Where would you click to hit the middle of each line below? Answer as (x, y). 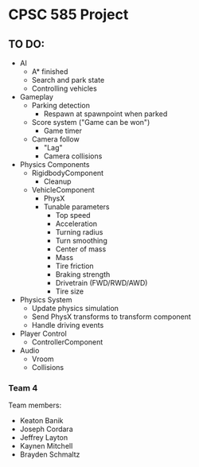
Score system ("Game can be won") (91, 122)
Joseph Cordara (46, 429)
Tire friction (74, 266)
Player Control (43, 333)
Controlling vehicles (64, 88)
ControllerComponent (67, 342)
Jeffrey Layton (44, 438)
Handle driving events (68, 325)
